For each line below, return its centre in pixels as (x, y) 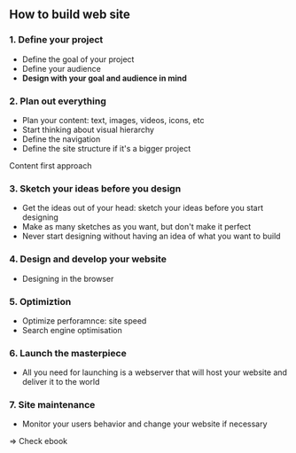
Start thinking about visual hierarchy (88, 129)
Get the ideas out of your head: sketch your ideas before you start (143, 208)
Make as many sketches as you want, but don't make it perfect (136, 227)
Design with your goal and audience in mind (105, 78)
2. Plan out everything (58, 101)
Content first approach (51, 165)
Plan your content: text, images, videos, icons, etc (113, 120)
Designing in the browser (68, 278)
